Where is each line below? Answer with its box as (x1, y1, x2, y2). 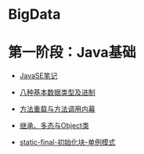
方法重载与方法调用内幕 (19, 104, 95, 114)
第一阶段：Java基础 (8, 44, 136, 62)
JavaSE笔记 (19, 71, 58, 81)
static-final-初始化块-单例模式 (19, 138, 116, 147)
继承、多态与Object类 (19, 121, 90, 131)
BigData (8, 5, 61, 23)
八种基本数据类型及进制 (19, 88, 95, 97)
